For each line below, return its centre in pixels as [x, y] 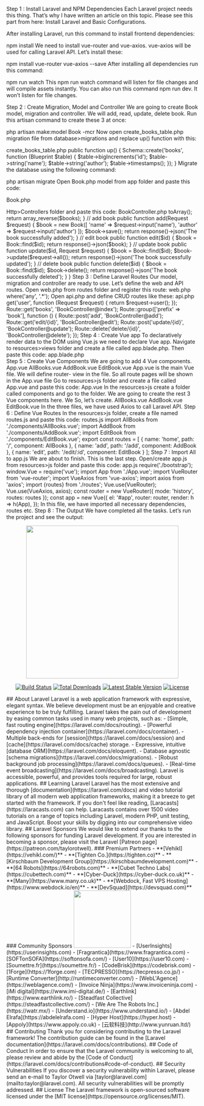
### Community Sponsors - [71, 946]
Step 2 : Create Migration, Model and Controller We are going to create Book [102, 107]
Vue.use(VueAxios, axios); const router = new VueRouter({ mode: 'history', [100, 491]
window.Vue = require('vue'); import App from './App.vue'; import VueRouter [102, 471]
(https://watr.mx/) [28, 1011]
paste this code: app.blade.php [45, 355]
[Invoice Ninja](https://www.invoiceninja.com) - [138, 985]
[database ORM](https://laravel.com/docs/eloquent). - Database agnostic [98, 751]
